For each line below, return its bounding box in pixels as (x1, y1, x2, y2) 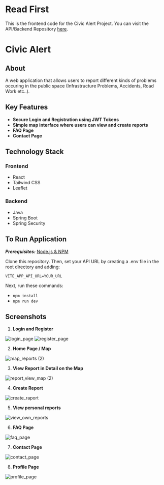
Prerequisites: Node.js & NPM (5, 248, 69, 254)
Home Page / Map (12, 346, 51, 352)
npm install (12, 293, 38, 298)
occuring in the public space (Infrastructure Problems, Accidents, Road (5, 82, 154, 89)
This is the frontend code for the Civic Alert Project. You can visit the (5, 20, 149, 26)
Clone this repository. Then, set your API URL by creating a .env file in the (5, 258, 159, 264)
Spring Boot (12, 215, 38, 221)
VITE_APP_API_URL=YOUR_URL (5, 273, 62, 278)
